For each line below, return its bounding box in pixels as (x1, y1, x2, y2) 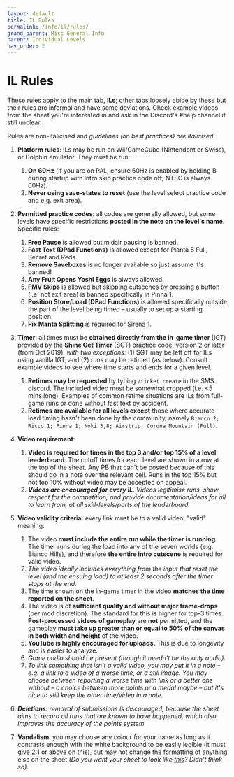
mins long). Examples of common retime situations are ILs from (27, 391, 210, 399)
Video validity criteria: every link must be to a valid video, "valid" (17, 513, 206, 522)
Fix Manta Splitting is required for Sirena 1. (27, 320, 152, 328)
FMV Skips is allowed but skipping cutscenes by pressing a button (27, 283, 220, 291)
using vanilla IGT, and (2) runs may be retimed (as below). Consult (17, 355, 208, 364)
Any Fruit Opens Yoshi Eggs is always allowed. (27, 275, 164, 283)
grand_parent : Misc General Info (7, 29, 105, 37)
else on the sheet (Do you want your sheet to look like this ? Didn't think (17, 755, 222, 763)
